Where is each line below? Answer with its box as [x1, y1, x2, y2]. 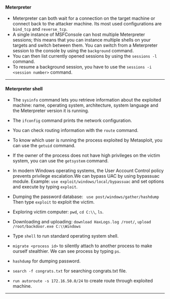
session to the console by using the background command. [12, 48, 134, 54]
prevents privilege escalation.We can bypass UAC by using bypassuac [12, 173, 160, 179]
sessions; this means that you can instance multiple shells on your [12, 37, 151, 43]
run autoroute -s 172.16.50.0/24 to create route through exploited [12, 278, 153, 284]
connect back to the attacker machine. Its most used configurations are [12, 21, 162, 27]
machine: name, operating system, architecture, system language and [12, 102, 158, 109]
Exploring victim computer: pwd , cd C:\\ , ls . [12, 209, 104, 215]
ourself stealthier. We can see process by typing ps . [12, 248, 121, 254]
